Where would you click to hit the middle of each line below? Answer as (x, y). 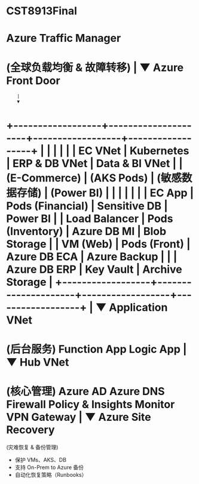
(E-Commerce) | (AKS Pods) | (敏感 (94, 178)
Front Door (33, 80)
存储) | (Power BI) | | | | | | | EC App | (105, 193)
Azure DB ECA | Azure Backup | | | (92, 256)
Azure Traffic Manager (64, 38)
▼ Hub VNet (38, 362)
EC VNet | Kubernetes (134, 151)
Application (138, 307)
